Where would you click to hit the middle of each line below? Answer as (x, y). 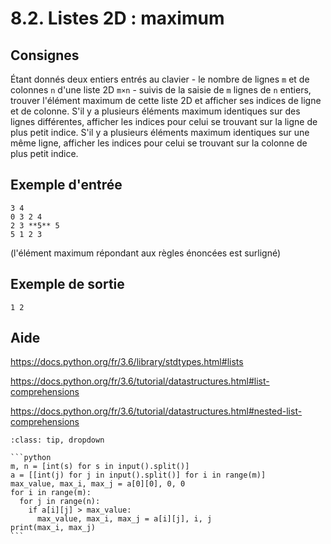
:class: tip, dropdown (57, 440)
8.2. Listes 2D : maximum (117, 18)
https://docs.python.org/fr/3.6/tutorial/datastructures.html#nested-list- (156, 411)
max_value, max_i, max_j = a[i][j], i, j (124, 519)
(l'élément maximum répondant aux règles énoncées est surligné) (146, 253)
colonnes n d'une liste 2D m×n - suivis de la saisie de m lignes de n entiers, (161, 90)
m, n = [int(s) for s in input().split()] (100, 467)
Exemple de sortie (67, 284)
